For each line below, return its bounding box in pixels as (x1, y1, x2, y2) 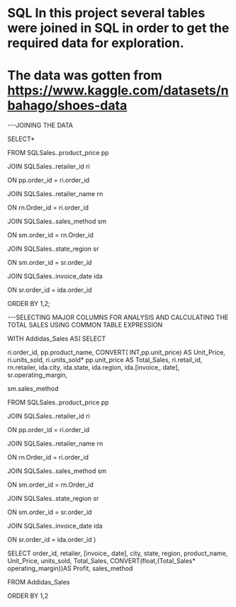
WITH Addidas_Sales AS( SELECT (7, 334, 106, 343)
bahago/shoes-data (7, 98, 128, 114)
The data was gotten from (7, 67, 163, 84)
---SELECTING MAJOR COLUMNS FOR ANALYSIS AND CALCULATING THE (7, 313, 229, 322)
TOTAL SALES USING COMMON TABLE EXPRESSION (7, 321, 163, 329)
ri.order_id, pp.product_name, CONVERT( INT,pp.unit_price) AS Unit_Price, (7, 348, 225, 357)
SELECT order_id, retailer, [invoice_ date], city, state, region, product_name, (7, 549, 228, 557)
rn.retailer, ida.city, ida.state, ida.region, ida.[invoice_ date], (7, 363, 180, 372)
